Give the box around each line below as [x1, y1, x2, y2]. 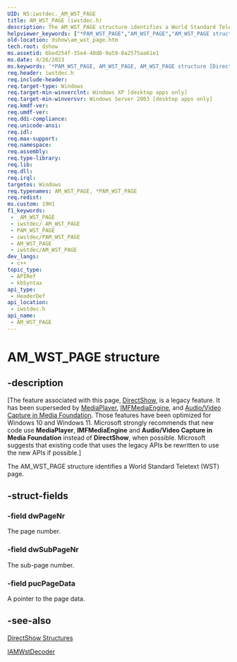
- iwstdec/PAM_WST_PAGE [10, 234, 80, 241]
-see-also [7, 615, 51, 627]
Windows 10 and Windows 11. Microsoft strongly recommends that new [7, 418, 214, 427]
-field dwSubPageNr [7, 545, 79, 555]
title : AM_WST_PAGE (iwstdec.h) [7, 17, 102, 24]
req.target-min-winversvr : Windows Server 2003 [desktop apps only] [7, 96, 213, 103]
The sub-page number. [7, 560, 75, 569]
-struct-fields [7, 490, 68, 502]
